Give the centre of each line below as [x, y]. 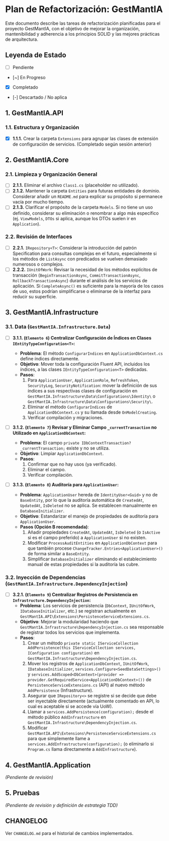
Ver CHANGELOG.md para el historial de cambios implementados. [69, 833]
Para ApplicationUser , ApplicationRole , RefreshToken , [83, 380]
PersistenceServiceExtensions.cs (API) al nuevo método [86, 685]
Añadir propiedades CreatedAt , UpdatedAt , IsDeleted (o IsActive [94, 532]
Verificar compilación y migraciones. [65, 417]
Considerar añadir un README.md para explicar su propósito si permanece [88, 197]
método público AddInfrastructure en [67, 717]
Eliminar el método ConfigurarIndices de [70, 407]
